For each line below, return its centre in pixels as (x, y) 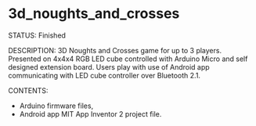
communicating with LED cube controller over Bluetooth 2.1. (105, 75)
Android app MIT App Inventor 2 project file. (90, 113)
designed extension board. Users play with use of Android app (109, 67)
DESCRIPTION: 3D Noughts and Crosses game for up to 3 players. (115, 50)
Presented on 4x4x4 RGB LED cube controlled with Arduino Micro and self (128, 59)
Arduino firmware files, (56, 106)
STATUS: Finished (37, 35)
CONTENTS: (28, 90)
